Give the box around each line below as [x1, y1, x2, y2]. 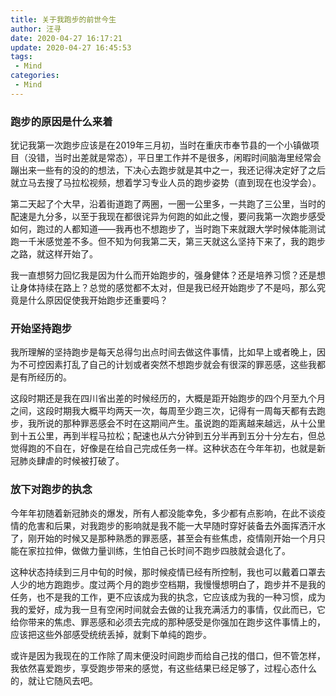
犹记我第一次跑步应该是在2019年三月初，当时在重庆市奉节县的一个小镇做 [10, 139, 311, 151]
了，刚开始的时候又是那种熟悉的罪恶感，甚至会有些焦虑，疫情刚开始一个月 [10, 532, 317, 544]
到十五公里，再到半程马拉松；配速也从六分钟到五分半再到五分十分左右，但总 [10, 430, 326, 442]
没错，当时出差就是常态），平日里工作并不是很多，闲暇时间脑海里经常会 [27, 152, 322, 164]
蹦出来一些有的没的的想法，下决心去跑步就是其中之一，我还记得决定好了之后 [10, 164, 326, 176]
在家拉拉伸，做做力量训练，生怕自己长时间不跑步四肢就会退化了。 [18, 544, 291, 556]
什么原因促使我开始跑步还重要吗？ [27, 294, 168, 306]
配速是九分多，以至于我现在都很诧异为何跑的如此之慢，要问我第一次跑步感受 [10, 211, 326, 223]
